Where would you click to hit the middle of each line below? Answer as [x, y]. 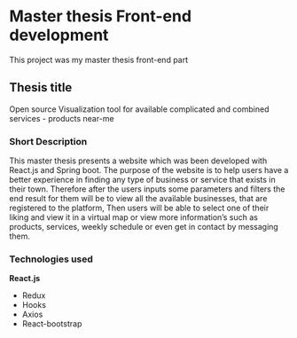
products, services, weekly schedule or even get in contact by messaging [144, 227]
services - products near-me [62, 118]
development [59, 35]
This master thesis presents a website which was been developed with [138, 161]
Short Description [48, 141]
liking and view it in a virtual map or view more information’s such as [134, 217]
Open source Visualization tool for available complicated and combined [139, 109]
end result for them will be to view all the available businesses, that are [138, 199]
